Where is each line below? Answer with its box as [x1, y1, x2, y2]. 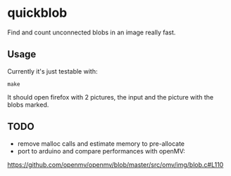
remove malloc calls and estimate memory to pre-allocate [17, 139, 185, 148]
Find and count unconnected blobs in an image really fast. [7, 28, 176, 36]
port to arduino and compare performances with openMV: [17, 147, 185, 155]
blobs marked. [7, 100, 49, 109]
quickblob [7, 5, 68, 21]
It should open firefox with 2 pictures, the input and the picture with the [7, 93, 213, 101]
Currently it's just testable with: [7, 67, 98, 75]
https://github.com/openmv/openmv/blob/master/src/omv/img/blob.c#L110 [7, 160, 224, 169]
